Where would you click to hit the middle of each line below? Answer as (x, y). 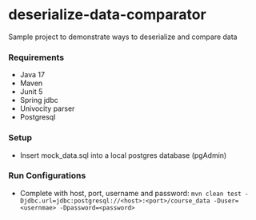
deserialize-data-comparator (107, 15)
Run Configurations (47, 175)
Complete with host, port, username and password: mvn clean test (130, 193)
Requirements (36, 57)
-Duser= (226, 201)
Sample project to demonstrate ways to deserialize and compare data (123, 37)
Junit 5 (31, 92)
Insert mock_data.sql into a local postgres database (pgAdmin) (123, 155)
